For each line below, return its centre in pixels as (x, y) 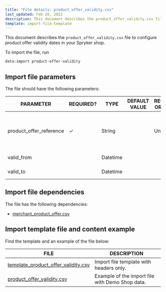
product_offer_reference (36, 130)
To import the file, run (27, 52)
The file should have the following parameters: (52, 88)
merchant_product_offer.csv (41, 213)
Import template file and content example (70, 229)
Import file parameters (41, 77)
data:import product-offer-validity (43, 62)
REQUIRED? (83, 104)
